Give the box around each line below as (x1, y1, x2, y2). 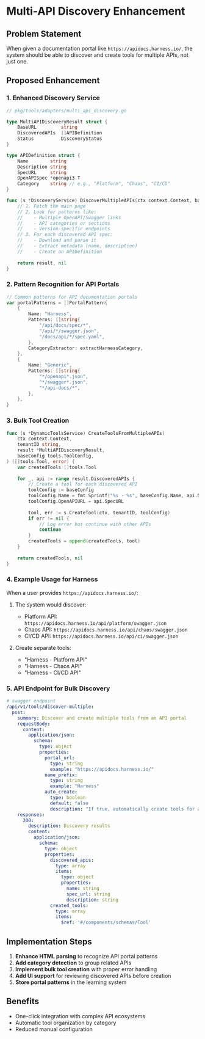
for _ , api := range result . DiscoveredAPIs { (17, 475, 135, 482)
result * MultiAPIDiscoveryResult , (17, 447, 105, 453)
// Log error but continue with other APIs (38, 521, 151, 527)
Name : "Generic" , (28, 362, 72, 368)
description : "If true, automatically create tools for (49, 806, 195, 812)
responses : (17, 811, 45, 818)
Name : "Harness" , (28, 311, 72, 317)
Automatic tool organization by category (15, 1019, 117, 1026)
